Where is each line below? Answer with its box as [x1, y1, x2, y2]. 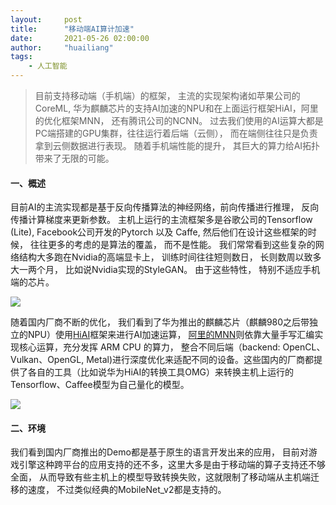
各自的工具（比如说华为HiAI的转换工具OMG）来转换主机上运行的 [27, 366, 295, 378]
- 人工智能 [28, 61, 68, 71]
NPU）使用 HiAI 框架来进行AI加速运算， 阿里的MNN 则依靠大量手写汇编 [27, 329, 315, 341]
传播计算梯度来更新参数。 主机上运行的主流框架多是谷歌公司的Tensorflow [10, 214, 313, 226]
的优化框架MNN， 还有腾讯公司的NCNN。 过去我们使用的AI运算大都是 [34, 115, 324, 126]
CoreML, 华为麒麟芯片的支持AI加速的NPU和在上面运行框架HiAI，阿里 [34, 102, 319, 114]
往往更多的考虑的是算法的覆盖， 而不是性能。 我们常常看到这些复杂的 [29, 239, 316, 251]
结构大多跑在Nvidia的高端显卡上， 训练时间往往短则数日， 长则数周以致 [18, 251, 313, 263]
